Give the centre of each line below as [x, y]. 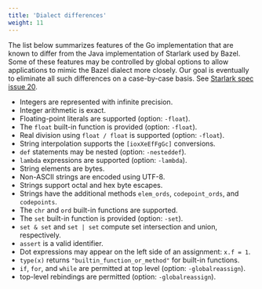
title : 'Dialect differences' [58, 15]
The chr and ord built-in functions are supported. [98, 210]
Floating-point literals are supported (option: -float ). [105, 118]
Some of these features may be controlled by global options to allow [118, 61]
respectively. [40, 235]
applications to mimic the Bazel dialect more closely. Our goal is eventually [129, 70]
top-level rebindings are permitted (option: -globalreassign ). [118, 276]
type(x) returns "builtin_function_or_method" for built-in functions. [129, 260]
